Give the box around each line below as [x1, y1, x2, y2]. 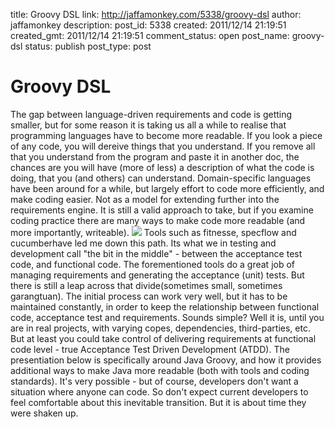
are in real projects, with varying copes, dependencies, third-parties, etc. [10, 322, 311, 334]
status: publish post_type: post [24, 40, 152, 52]
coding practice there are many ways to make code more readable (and [10, 214, 306, 226]
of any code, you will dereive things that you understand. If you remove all [10, 140, 316, 152]
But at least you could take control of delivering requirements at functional [10, 332, 317, 344]
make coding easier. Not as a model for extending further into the [10, 193, 280, 205]
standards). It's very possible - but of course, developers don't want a [10, 375, 299, 387]
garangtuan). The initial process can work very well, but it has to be [10, 290, 288, 302]
